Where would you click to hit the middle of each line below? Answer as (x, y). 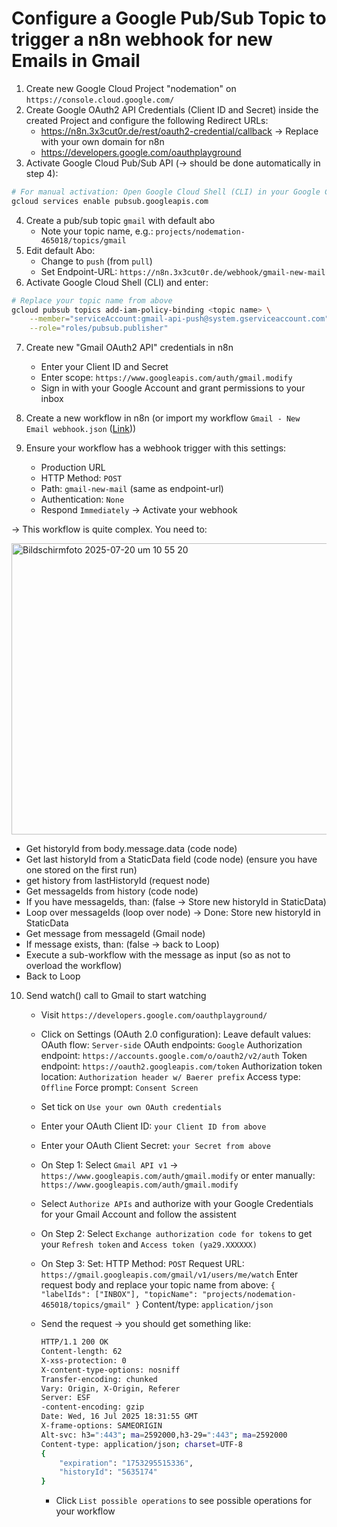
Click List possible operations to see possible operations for (184, 1501)
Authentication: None (82, 499)
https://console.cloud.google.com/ (100, 100)
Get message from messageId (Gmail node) (115, 934)
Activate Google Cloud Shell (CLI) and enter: (117, 282)
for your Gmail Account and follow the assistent (138, 1214)
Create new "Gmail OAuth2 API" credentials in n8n (129, 348)
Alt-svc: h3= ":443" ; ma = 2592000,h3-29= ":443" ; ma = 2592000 (164, 1435)
